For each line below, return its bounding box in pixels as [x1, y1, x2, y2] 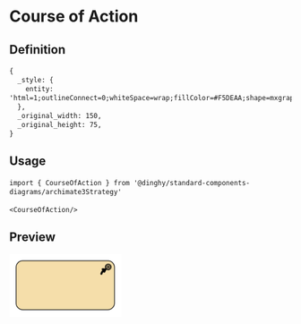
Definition [9, 42, 65, 57]
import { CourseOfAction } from [9, 178, 130, 187]
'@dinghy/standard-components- [133, 178, 251, 187]
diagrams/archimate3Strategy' [9, 187, 123, 196]
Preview [9, 230, 56, 245]
